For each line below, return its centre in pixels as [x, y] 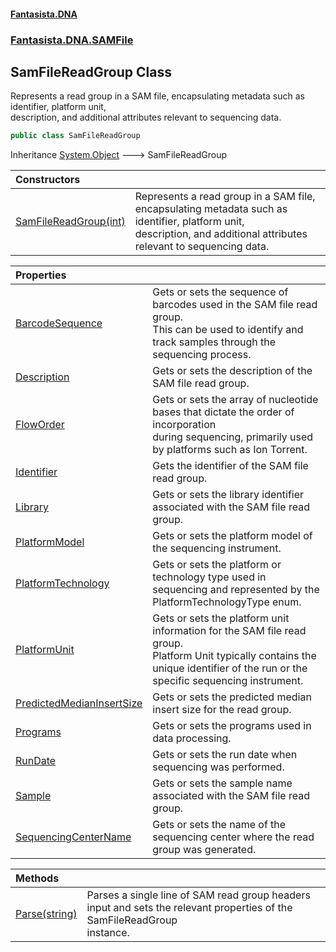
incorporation [184, 425]
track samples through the [214, 342]
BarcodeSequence [59, 323]
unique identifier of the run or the [230, 668]
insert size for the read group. [222, 710]
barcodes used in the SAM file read [235, 305]
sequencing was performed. [218, 767]
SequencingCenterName [73, 837]
